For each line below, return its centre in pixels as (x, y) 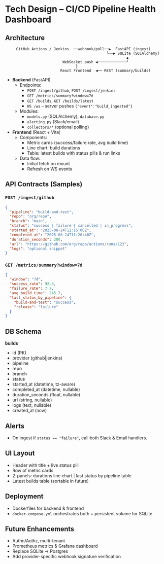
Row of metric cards (33, 470)
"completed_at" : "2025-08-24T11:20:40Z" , (53, 235)
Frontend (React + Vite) (36, 132)
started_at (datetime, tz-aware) (44, 384)
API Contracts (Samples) (44, 184)
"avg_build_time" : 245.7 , (36, 293)
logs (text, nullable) (32, 405)
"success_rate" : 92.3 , (33, 284)
